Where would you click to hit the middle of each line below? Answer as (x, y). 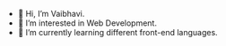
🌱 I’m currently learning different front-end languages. (117, 32)
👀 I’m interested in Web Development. (87, 23)
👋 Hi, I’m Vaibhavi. (51, 14)
